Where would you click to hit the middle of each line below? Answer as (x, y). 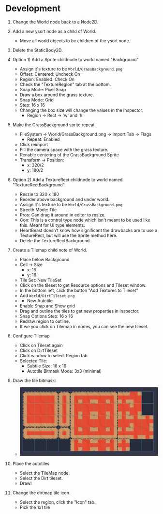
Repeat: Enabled (43, 139)
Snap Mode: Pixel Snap (43, 89)
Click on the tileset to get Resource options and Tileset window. (83, 285)
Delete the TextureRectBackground (55, 240)
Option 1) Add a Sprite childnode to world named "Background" (76, 59)
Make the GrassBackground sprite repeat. (54, 125)
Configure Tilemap (31, 336)
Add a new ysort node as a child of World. (54, 31)
